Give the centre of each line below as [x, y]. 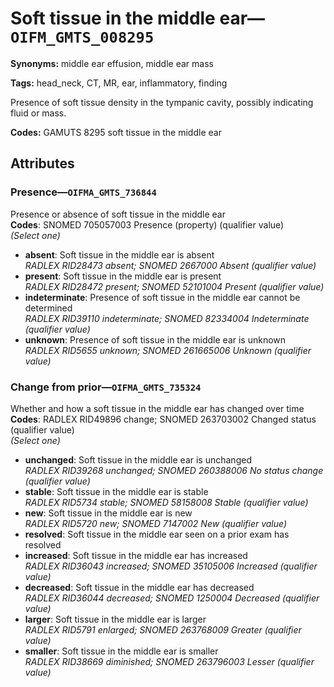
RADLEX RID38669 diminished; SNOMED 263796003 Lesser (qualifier [169, 661]
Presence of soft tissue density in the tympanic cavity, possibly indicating [162, 102]
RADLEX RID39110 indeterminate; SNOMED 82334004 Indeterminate [167, 318]
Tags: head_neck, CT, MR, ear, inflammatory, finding [119, 83]
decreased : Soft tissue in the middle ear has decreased [139, 587]
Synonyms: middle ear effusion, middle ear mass [112, 63]
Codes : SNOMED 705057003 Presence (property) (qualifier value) [147, 224]
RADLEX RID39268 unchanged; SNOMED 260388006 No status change [174, 470]
